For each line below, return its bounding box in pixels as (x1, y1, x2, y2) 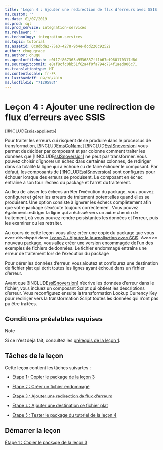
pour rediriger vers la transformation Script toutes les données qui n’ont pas (5, 295, 159, 301)
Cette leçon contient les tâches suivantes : (5, 365, 91, 371)
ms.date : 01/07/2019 (5, 16, 48, 21)
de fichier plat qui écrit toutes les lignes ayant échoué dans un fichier (5, 265, 145, 271)
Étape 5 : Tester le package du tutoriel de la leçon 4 (12, 412, 117, 418)
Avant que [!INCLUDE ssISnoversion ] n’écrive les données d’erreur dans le (5, 280, 154, 286)
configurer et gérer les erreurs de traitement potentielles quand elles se (5, 194, 150, 200)
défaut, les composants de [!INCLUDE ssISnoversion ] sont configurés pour (5, 169, 156, 175)
